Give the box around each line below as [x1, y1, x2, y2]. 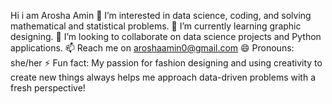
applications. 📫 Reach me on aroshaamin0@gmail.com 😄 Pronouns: [10, 42, 295, 54]
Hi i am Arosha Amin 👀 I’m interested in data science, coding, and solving [10, 10, 312, 21]
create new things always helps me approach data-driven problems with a [10, 71, 316, 83]
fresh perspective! [10, 82, 86, 94]
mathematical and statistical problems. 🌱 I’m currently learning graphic [10, 20, 302, 32]
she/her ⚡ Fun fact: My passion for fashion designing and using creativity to [10, 57, 323, 69]
